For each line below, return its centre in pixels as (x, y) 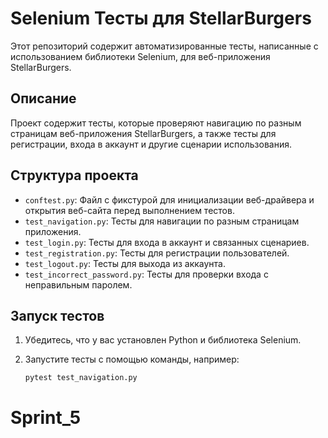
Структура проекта (74, 175)
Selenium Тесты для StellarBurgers (161, 18)
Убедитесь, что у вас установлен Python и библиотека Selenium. (163, 340)
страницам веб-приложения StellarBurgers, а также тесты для (143, 133)
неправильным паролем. (78, 284)
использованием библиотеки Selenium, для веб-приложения (140, 56)
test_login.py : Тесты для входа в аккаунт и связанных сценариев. (167, 242)
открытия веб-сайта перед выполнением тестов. (129, 210)
